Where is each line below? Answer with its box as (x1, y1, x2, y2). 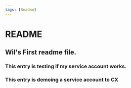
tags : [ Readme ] (5, 7, 37, 12)
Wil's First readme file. (5, 48, 77, 57)
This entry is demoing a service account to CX (5, 76, 119, 83)
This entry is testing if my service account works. (5, 63, 127, 70)
